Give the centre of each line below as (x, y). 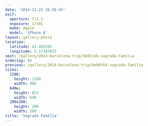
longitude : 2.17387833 (33, 51)
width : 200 (25, 111)
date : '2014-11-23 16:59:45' (35, 10)
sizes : (12, 70)
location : (15, 42)
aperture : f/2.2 (26, 19)
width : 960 (25, 83)
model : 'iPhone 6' (29, 33)
